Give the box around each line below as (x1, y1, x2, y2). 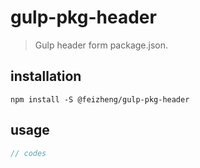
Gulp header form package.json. (34, 39, 169, 51)
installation (10, 68, 82, 85)
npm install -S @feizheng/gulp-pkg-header (10, 94, 190, 105)
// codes (10, 148, 47, 158)
